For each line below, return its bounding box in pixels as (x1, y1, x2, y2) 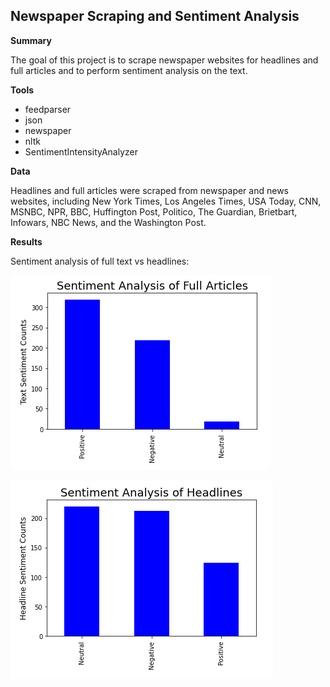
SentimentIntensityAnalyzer (24, 145, 138, 158)
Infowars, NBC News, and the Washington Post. (10, 216, 207, 228)
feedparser (24, 103, 72, 115)
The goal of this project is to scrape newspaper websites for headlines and (10, 54, 319, 66)
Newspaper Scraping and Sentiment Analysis (10, 8, 300, 25)
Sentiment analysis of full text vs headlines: (10, 255, 190, 267)
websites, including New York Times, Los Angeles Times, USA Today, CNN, (10, 195, 322, 207)
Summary (10, 34, 52, 46)
